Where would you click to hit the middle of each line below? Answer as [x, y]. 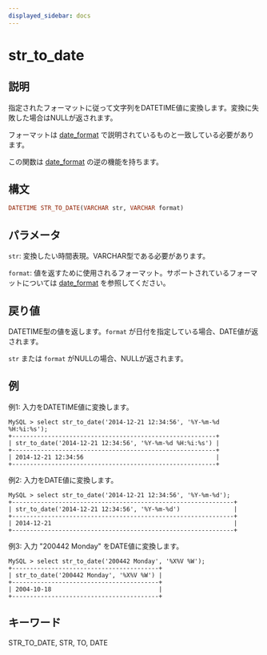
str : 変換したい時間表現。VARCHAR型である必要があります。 [109, 256]
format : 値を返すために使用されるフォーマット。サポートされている [119, 273]
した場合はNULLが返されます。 [66, 118]
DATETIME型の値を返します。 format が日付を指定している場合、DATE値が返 [133, 331]
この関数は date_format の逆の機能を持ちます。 [86, 162]
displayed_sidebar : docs [50, 16]
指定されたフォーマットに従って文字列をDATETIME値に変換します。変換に [130, 107]
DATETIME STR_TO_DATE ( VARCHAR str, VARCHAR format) [96, 208]
